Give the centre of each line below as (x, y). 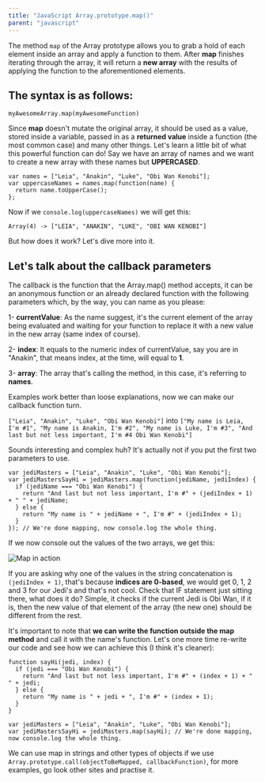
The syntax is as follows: (70, 95)
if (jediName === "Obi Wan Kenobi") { (79, 487)
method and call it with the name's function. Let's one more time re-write (128, 640)
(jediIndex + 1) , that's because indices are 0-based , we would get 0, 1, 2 (130, 582)
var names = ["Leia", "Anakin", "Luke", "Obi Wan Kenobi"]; (110, 177)
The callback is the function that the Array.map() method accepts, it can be (131, 285)
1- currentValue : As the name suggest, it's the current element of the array (131, 317)
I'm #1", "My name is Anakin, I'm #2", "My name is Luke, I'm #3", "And (131, 428)
